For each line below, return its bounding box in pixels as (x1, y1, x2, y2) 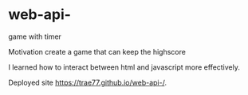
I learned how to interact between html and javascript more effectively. (8, 62, 241, 72)
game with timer (8, 32, 62, 41)
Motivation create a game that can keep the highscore (8, 47, 186, 56)
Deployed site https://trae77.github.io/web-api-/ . (8, 78, 167, 87)
